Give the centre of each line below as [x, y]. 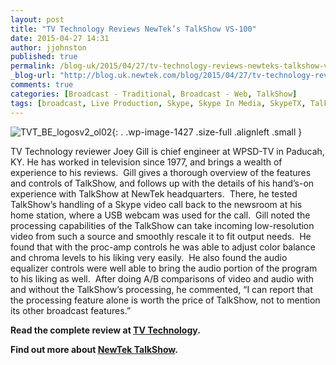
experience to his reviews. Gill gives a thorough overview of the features [161, 172]
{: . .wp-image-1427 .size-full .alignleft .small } [207, 132]
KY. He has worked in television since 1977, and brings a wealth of [146, 162]
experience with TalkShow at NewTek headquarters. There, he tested [154, 193]
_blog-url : [33, 76]
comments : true [42, 85]
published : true [44, 57]
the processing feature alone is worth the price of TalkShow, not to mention [165, 300]
